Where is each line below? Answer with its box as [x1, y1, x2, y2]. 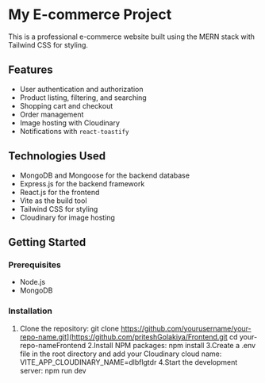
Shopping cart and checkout [19, 101, 113, 110]
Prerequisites [8, 259, 61, 270]
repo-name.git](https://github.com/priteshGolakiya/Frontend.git [19, 331, 228, 342]
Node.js [19, 278, 46, 287]
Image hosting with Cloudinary [19, 117, 121, 128]
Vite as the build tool [19, 196, 87, 205]
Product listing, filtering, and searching [19, 93, 147, 102]
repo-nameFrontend [19, 340, 86, 350]
